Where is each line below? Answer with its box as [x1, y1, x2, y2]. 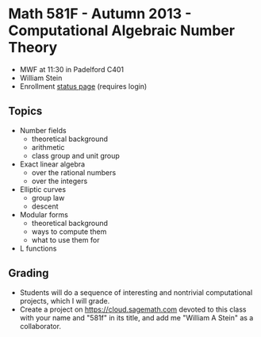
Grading [8, 266, 49, 280]
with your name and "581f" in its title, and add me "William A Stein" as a [19, 312, 254, 322]
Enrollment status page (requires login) [19, 81, 148, 91]
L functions [19, 243, 57, 253]
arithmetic [31, 142, 65, 151]
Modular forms [19, 209, 69, 219]
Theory [8, 39, 58, 56]
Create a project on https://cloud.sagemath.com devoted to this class [19, 304, 248, 314]
